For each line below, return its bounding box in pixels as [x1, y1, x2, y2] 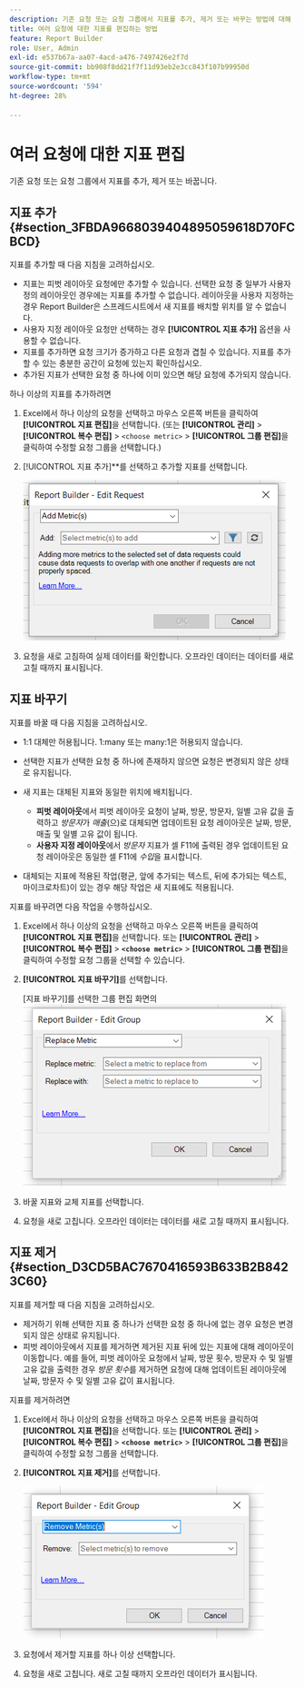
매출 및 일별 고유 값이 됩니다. [35, 829, 138, 839]
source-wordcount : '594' [9, 82, 103, 91]
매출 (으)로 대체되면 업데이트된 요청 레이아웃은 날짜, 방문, [92, 818, 292, 829]
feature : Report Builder [9, 34, 103, 43]
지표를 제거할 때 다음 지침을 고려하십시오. [9, 1299, 155, 1310]
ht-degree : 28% [9, 91, 67, 100]
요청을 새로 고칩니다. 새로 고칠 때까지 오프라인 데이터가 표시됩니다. [22, 1668, 258, 1679]
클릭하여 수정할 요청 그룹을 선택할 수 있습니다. [22, 955, 186, 966]
